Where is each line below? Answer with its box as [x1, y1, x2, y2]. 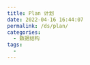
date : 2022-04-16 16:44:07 [7, 16, 84, 23]
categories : [7, 28, 41, 36]
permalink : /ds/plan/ [7, 22, 69, 29]
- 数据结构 [13, 35, 40, 42]
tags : [7, 41, 22, 48]
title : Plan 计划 [7, 9, 55, 17]
